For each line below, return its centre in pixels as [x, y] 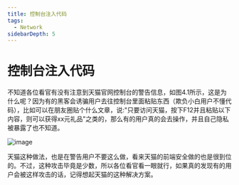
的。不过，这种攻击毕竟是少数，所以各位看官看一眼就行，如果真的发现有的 [116, 166]
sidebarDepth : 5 [31, 34]
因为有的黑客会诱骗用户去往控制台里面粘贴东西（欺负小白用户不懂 [128, 101]
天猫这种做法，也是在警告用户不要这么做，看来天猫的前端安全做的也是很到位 [119, 157]
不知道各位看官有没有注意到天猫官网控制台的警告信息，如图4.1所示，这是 [114, 92]
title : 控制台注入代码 [37, 14]
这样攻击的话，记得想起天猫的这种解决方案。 [91, 174]
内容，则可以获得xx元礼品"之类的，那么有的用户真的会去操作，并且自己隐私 [118, 119]
